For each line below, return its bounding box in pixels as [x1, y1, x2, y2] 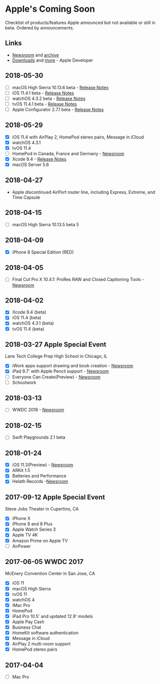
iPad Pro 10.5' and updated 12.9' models [12, 613, 93, 619]
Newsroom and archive [12, 52, 60, 58]
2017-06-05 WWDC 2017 [5, 558, 84, 566]
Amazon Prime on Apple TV [12, 538, 68, 543]
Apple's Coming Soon [5, 3, 95, 15]
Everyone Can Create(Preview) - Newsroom [12, 374, 101, 380]
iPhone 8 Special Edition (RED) [12, 249, 74, 255]
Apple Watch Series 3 [12, 526, 56, 532]
